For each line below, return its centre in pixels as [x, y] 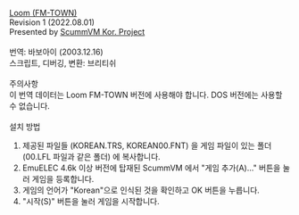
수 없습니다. [30, 106]
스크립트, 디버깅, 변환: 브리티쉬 [63, 63]
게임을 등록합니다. [63, 179]
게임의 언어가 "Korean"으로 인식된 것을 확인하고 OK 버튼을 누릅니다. [141, 190]
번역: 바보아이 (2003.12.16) [57, 52]
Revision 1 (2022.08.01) [52, 22]
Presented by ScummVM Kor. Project [77, 32]
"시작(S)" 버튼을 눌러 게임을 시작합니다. [91, 201]
